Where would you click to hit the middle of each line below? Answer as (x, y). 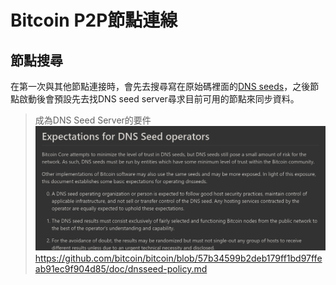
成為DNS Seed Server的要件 (93, 120)
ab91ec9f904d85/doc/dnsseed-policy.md (121, 268)
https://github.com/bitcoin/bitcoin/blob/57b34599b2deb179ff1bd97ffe (178, 258)
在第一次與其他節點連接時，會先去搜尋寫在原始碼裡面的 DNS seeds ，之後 (160, 86)
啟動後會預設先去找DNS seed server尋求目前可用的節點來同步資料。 (159, 99)
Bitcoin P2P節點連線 (94, 20)
